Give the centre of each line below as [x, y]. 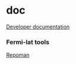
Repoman [18, 55]
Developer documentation [38, 27]
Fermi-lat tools [28, 42]
